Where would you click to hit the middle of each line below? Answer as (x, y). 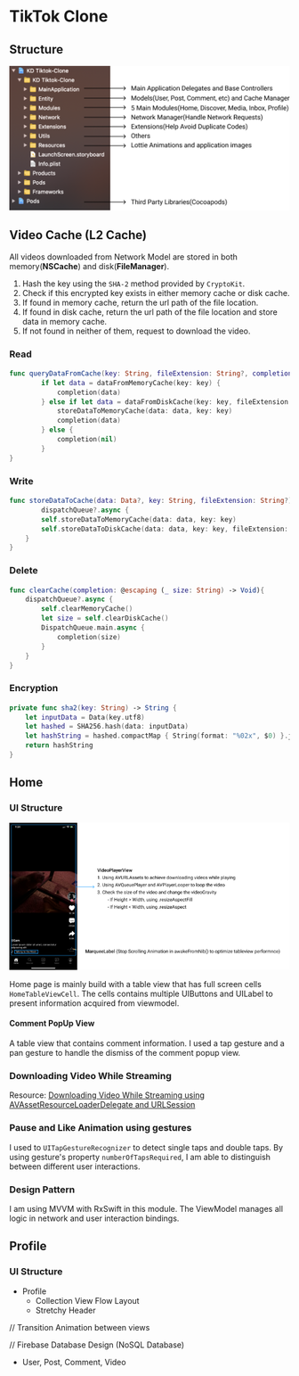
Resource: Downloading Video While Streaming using (107, 1095)
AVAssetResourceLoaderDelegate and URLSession (102, 1105)
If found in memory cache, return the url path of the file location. (140, 302)
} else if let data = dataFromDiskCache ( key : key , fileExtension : (167, 402)
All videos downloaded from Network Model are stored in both (124, 257)
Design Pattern (42, 1190)
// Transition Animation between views (80, 1327)
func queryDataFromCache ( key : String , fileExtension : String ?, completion (151, 373)
